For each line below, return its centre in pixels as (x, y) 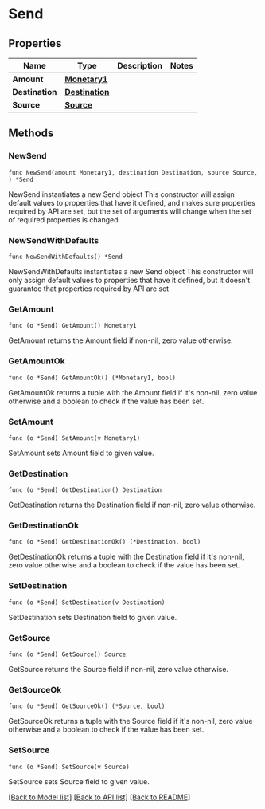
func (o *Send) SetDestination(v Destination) (87, 603)
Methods (31, 134)
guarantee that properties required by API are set (89, 289)
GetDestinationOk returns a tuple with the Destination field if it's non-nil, (126, 557)
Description (140, 66)
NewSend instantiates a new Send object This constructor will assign (121, 194)
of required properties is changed (63, 219)
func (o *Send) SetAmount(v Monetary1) (74, 438)
